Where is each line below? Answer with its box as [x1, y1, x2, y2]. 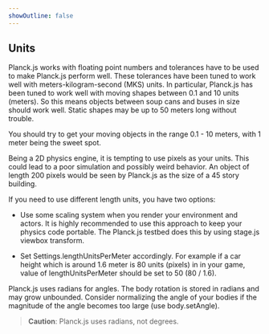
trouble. [8, 114, 35, 124]
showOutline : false [8, 11, 74, 20]
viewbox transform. [19, 236, 84, 246]
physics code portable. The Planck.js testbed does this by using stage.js [19, 227, 260, 237]
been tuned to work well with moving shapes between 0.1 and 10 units [8, 88, 239, 98]
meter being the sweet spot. [8, 138, 102, 148]
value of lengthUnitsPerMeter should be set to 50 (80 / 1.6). [19, 268, 217, 278]
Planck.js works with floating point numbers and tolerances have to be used [8, 63, 259, 72]
